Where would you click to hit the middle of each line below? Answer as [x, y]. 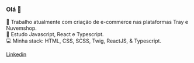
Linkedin [16, 54]
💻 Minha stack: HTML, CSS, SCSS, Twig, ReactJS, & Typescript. [84, 41]
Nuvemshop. [21, 28]
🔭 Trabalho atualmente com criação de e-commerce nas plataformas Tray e [97, 22]
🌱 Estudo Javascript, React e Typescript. [55, 34]
